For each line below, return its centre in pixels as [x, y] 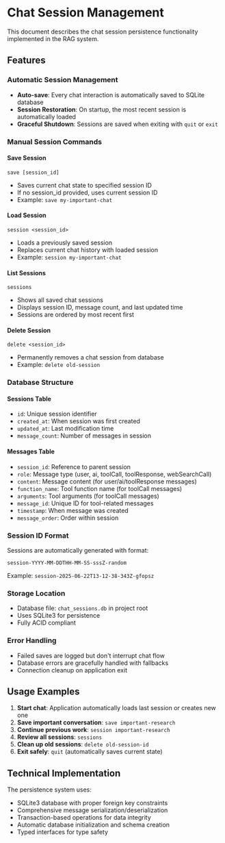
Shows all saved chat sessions [60, 300]
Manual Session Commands [55, 142]
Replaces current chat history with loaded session [88, 250]
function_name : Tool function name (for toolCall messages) [100, 488]
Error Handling [32, 640]
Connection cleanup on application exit [72, 670]
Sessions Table [29, 399]
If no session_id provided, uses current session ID [87, 192]
